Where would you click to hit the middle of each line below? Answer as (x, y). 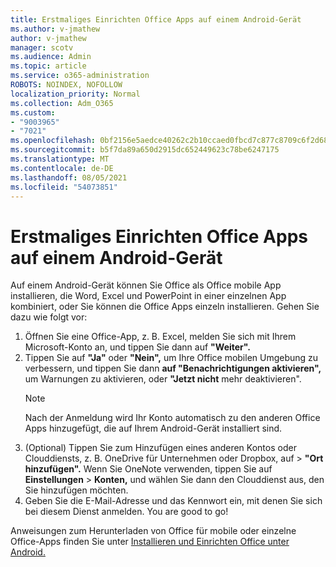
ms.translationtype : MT (60, 159)
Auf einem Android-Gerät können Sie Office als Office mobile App (146, 285)
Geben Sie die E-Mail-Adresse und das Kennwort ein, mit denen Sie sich (173, 501)
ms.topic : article (48, 66)
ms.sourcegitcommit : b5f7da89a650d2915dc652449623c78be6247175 (145, 150)
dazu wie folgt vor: (49, 317)
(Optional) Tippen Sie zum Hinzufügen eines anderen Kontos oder (160, 448)
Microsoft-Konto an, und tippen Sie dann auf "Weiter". (137, 347)
